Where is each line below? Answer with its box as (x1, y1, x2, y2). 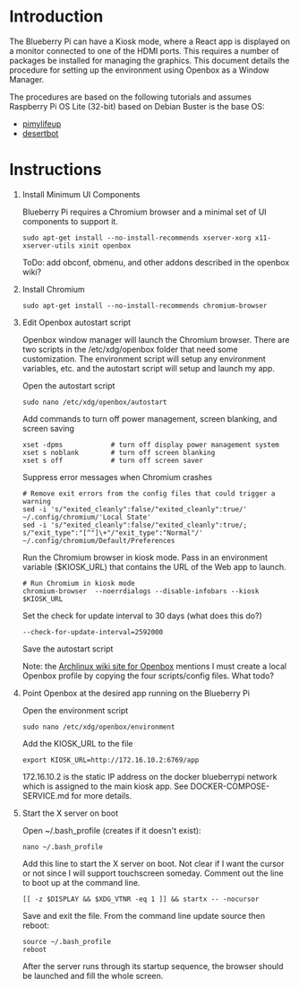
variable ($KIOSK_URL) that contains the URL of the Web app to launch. (21, 561, 286, 572)
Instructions (9, 160, 102, 180)
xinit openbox (79, 240, 132, 250)
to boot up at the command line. (21, 877, 141, 887)
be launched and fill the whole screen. (21, 970, 164, 981)
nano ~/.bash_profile (21, 842, 103, 852)
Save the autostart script (21, 643, 114, 654)
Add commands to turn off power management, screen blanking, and (21, 413, 278, 424)
